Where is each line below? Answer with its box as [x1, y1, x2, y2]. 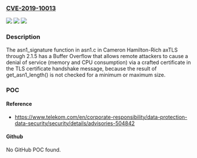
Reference [6, 100, 32, 107]
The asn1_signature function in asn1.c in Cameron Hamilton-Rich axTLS [6, 46, 178, 53]
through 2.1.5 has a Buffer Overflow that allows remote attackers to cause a [6, 52, 188, 59]
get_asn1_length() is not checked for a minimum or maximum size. [6, 71, 166, 78]
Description [6, 33, 41, 41]
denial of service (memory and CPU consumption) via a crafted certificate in [6, 59, 191, 66]
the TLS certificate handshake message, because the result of [6, 65, 157, 72]
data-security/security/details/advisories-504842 [14, 119, 135, 127]
